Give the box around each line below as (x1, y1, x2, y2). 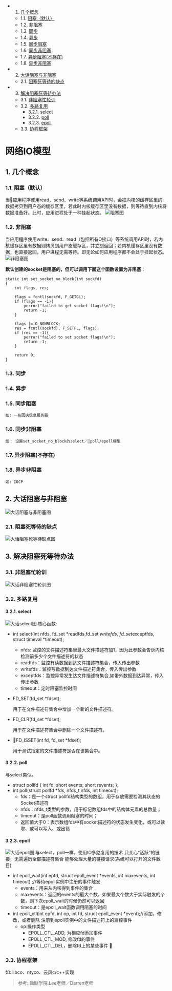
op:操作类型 (20, 923, 46, 930)
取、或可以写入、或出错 (20, 825, 70, 831)
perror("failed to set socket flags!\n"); (24, 335, 116, 340)
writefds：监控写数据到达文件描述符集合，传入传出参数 (20, 666, 137, 672)
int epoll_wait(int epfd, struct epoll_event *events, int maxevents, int (12, 873, 155, 879)
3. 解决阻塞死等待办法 (5, 552, 74, 561)
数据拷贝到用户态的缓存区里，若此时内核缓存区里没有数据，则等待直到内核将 (5, 203, 167, 209)
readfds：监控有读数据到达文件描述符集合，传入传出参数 (20, 659, 140, 666)
